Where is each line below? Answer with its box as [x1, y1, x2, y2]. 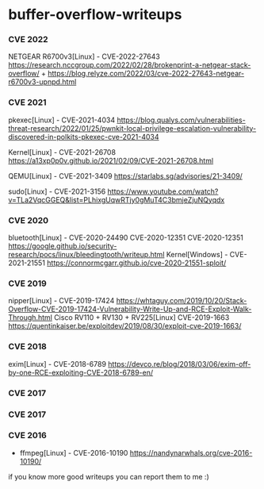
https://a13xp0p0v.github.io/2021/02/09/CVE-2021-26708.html [8, 156, 214, 165]
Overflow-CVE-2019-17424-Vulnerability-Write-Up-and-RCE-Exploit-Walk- [8, 304, 252, 314]
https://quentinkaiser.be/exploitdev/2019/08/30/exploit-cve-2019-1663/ [8, 322, 242, 331]
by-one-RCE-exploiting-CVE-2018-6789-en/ [8, 368, 154, 377]
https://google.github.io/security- [8, 241, 117, 251]
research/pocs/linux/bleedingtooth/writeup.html [8, 250, 165, 260]
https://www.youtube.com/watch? [107, 187, 219, 196]
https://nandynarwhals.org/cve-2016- [129, 448, 253, 457]
